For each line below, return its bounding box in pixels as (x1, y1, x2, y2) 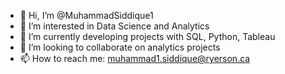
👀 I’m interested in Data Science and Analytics (19, 20, 210, 32)
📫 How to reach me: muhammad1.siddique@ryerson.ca (19, 53, 251, 64)
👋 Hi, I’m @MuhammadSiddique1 (19, 10, 154, 21)
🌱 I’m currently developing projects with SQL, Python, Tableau (19, 31, 276, 42)
